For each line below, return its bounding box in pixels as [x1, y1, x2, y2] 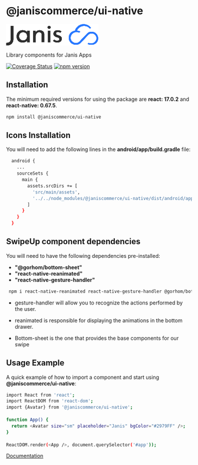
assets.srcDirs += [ [27, 183, 78, 189]
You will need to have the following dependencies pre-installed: [6, 252, 160, 259]
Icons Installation [6, 130, 71, 140]
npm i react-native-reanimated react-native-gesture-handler [8, 288, 162, 294]
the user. [14, 305, 37, 312]
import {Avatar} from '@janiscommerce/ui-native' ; [6, 404, 133, 411]
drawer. [14, 323, 34, 330]
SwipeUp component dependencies [6, 237, 141, 247]
